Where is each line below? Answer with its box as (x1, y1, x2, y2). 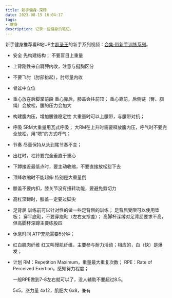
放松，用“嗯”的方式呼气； (17, 131, 71, 137)
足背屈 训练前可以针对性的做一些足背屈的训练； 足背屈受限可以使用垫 (12, 207, 160, 213)
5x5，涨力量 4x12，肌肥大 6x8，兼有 (12, 287, 91, 293)
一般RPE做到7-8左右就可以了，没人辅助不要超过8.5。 (12, 276, 126, 283)
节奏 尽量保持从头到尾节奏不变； (12, 142, 82, 148)
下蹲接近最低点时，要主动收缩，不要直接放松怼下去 (12, 163, 121, 170)
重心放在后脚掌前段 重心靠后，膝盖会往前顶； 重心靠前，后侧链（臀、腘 (12, 96, 164, 102)
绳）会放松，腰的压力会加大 (12, 102, 72, 108)
